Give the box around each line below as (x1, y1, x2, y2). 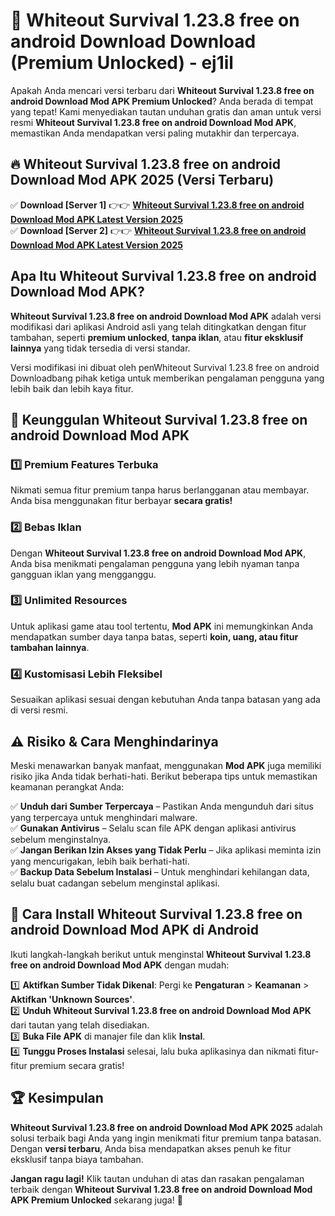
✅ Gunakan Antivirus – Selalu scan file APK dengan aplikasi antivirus (10, 822, 297, 834)
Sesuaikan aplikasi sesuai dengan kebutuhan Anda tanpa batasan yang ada (10, 694, 321, 706)
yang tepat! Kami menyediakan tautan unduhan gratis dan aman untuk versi (10, 105, 322, 118)
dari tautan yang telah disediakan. (10, 1019, 150, 1031)
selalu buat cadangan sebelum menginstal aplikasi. (10, 877, 220, 889)
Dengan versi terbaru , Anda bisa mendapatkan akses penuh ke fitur (10, 1142, 292, 1154)
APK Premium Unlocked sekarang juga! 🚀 (10, 1194, 183, 1206)
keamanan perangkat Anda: (10, 780, 125, 793)
